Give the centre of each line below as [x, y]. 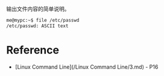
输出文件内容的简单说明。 [38, 9]
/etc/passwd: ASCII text [37, 26]
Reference [33, 50]
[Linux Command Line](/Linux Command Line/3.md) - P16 [87, 67]
